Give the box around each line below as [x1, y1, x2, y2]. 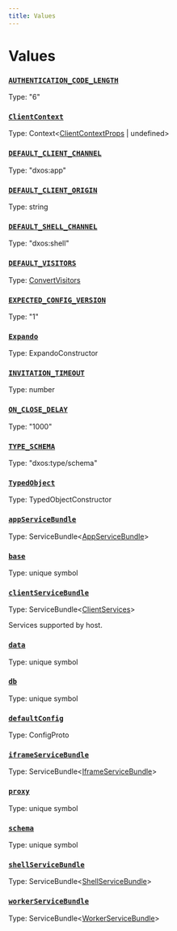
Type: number [8, 385, 55, 395]
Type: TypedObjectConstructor [8, 495, 112, 505]
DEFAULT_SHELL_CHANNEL [8, 222, 98, 231]
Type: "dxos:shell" [8, 238, 70, 248]
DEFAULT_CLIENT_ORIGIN [8, 186, 98, 194]
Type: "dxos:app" [8, 165, 67, 175]
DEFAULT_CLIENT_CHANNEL [8, 149, 103, 158]
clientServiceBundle [8, 588, 90, 597]
